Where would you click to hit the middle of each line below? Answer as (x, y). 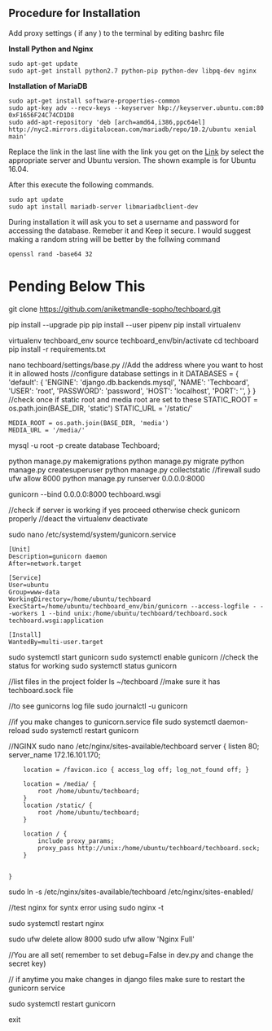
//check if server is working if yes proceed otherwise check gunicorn (124, 510)
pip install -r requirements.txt (57, 349)
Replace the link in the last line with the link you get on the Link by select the (136, 151)
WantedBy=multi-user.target (56, 642)
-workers (23, 613)
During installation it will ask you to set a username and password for (124, 222)
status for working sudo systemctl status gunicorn (93, 665)
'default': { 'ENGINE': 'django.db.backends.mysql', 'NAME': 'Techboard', (129, 382)
